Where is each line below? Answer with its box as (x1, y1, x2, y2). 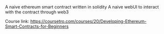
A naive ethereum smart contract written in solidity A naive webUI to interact (5, 4, 159, 10)
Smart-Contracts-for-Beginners (5, 23, 69, 29)
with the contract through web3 (5, 9, 69, 15)
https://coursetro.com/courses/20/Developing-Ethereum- (30, 19, 147, 24)
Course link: (5, 19, 29, 24)
